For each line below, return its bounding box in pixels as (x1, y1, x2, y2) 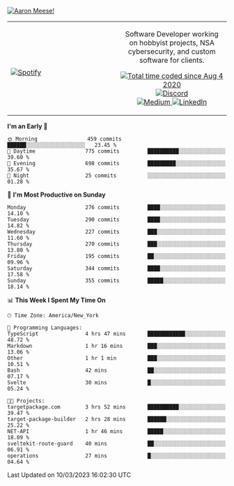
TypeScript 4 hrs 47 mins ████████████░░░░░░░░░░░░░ (7, 331, 226, 337)
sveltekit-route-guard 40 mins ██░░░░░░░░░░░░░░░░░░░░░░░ (7, 440, 226, 447)
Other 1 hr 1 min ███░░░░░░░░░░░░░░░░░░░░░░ (7, 355, 226, 362)
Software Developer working (125, 29, 219, 38)
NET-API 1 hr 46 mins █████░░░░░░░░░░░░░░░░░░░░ (7, 428, 226, 435)
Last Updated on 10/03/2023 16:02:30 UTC (7, 471, 131, 479)
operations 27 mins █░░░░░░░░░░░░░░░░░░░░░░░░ (7, 453, 226, 460)
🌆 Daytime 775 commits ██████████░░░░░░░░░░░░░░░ (7, 148, 226, 155)
